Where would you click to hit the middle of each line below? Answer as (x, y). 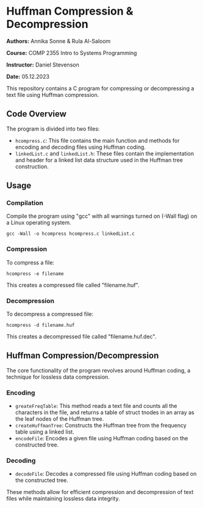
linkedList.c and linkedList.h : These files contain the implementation (104, 153)
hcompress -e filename (35, 274)
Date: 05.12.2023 (28, 76)
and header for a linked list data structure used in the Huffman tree (99, 160)
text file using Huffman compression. (53, 95)
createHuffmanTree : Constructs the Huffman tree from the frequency (101, 426)
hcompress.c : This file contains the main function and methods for (97, 140)
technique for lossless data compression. (58, 377)
